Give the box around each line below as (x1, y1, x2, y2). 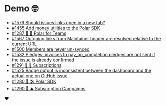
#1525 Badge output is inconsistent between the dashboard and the (11, 67, 152, 73)
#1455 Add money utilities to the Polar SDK (11, 25, 100, 31)
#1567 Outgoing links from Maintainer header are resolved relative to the (11, 35, 161, 41)
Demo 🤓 (4, 3, 39, 14)
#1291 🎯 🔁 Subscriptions (11, 62, 62, 68)
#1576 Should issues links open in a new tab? (11, 19, 105, 25)
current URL (11, 41, 37, 47)
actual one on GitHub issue (11, 73, 68, 79)
